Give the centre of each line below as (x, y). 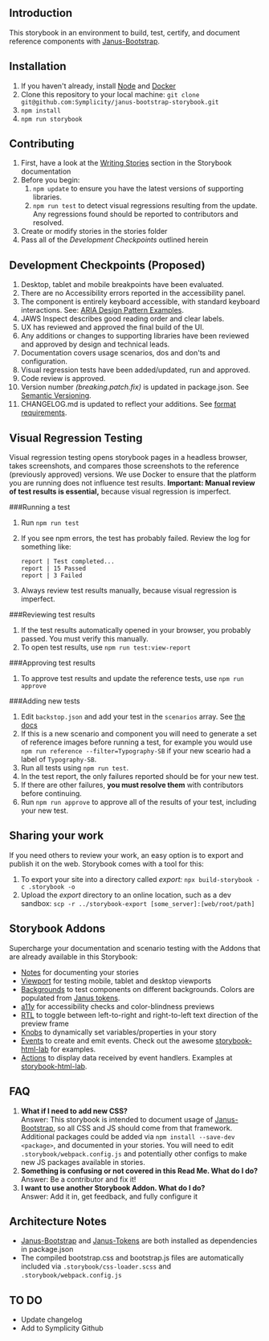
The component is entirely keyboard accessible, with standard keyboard (140, 301)
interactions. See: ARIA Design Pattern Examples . (102, 310)
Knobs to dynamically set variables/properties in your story (118, 1031)
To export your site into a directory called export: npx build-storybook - (140, 879)
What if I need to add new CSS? (74, 1111)
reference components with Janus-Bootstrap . (84, 41)
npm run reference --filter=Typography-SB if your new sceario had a (136, 751)
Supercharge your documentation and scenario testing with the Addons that (135, 948)
